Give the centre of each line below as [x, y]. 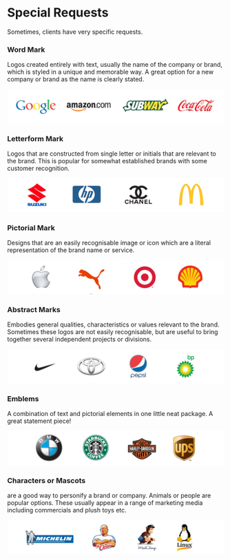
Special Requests [58, 13]
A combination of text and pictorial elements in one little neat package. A [110, 414]
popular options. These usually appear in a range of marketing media [105, 503]
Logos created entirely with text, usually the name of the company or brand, [115, 65]
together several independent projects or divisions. [80, 340]
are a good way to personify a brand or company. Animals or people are [109, 496]
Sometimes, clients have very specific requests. [75, 32]
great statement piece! [39, 421]
